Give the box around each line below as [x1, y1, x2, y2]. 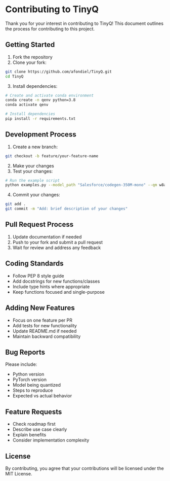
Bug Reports [5, 348, 46, 356]
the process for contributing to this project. [5, 25, 95, 31]
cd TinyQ [5, 74, 24, 79]
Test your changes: [12, 168, 53, 174]
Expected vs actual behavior [12, 393, 72, 399]
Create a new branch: [12, 144, 58, 150]
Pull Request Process [5, 220, 74, 229]
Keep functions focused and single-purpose [12, 289, 105, 295]
